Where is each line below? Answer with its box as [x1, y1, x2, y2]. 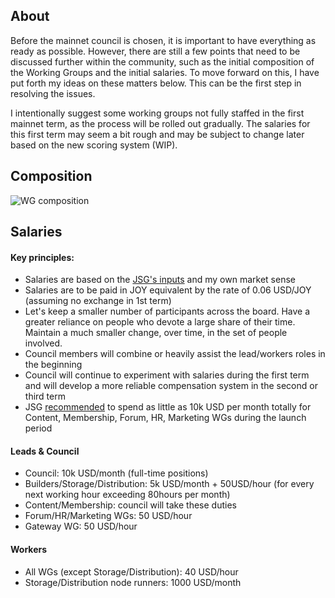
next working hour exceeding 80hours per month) [24, 489, 231, 501]
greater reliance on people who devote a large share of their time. [24, 316, 296, 328]
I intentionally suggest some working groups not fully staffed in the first [10, 107, 305, 119]
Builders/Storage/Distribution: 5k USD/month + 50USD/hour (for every [24, 478, 315, 490]
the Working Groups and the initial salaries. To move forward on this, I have [10, 66, 320, 78]
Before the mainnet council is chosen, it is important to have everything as [10, 34, 317, 46]
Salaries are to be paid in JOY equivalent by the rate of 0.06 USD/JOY [24, 284, 312, 296]
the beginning [24, 359, 83, 371]
